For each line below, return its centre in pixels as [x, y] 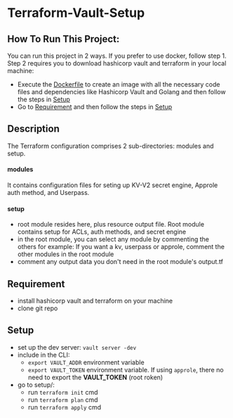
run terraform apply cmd [65, 407]
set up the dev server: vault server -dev [77, 347]
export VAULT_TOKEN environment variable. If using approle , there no [126, 369]
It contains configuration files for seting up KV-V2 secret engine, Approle [113, 185]
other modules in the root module [66, 254]
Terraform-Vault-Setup [76, 13]
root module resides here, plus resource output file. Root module [111, 224]
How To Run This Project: [64, 39]
